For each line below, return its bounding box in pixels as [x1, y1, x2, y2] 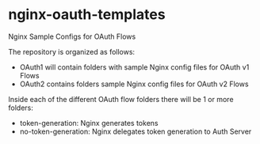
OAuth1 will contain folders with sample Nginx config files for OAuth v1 [19, 62, 250, 72]
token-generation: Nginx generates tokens [19, 118, 159, 127]
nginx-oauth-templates [8, 6, 166, 24]
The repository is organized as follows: [8, 47, 136, 56]
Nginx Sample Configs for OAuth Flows [8, 32, 136, 41]
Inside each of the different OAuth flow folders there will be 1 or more [8, 94, 234, 104]
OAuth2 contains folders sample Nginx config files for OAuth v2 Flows [19, 79, 249, 89]
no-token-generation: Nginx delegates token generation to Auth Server [19, 127, 252, 136]
